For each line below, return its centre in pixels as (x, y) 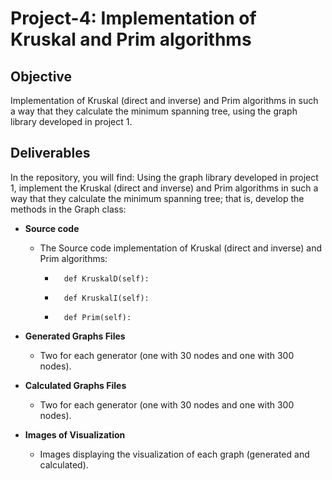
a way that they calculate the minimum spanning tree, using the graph (154, 111)
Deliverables (50, 153)
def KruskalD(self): (106, 278)
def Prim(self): (97, 317)
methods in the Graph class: (68, 209)
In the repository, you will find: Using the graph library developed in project (164, 177)
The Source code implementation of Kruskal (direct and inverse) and (181, 248)
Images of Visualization (75, 434)
